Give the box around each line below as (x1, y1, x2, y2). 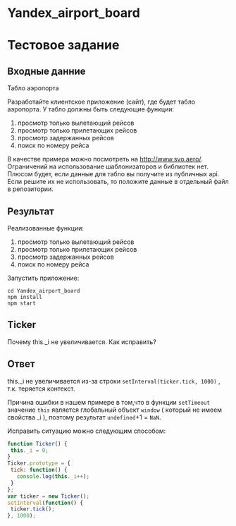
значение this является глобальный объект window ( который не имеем (7, 405, 223, 414)
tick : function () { (10, 467, 68, 474)
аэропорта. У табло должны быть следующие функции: (7, 105, 175, 114)
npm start (7, 300, 37, 307)
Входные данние (7, 65, 86, 77)
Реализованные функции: (7, 224, 85, 232)
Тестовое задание (7, 37, 120, 54)
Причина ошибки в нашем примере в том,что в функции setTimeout (7, 398, 210, 406)
